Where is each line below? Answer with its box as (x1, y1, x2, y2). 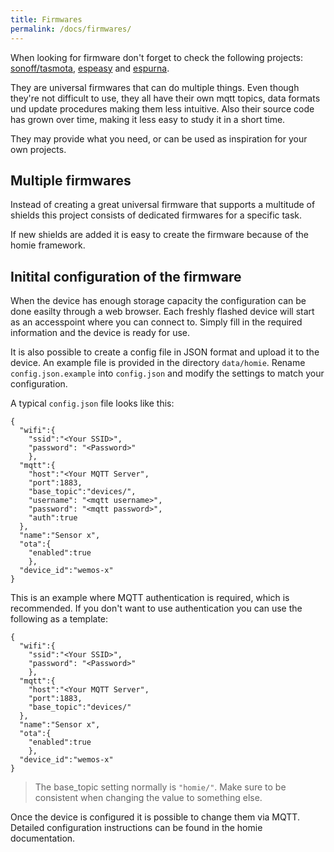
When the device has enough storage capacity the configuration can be (10, 295, 307, 307)
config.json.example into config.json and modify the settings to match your (10, 367, 325, 380)
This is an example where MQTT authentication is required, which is (10, 592, 290, 604)
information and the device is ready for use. (10, 327, 191, 339)
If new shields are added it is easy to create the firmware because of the (10, 229, 309, 241)
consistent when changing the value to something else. (34, 792, 263, 804)
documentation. (10, 832, 76, 845)
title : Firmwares (10, 14, 83, 25)
